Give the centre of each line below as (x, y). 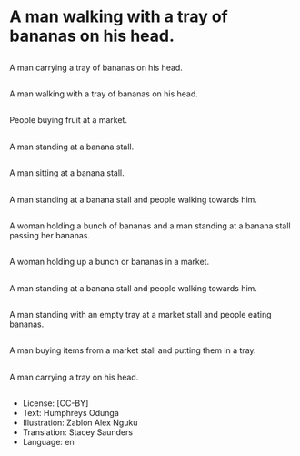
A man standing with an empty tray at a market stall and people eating (140, 315)
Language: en (48, 442)
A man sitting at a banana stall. (67, 173)
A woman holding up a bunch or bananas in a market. (110, 262)
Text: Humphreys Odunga (71, 413)
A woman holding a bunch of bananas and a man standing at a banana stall (150, 226)
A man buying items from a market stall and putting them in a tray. (133, 350)
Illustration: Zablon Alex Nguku (80, 423)
